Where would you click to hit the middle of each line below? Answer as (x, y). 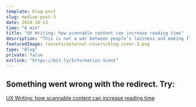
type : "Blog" (22, 50)
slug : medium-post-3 (31, 17)
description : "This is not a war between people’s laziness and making (95, 39)
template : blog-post (31, 11)
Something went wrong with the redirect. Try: (90, 84)
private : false (24, 55)
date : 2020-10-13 (27, 22)
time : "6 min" (23, 28)
